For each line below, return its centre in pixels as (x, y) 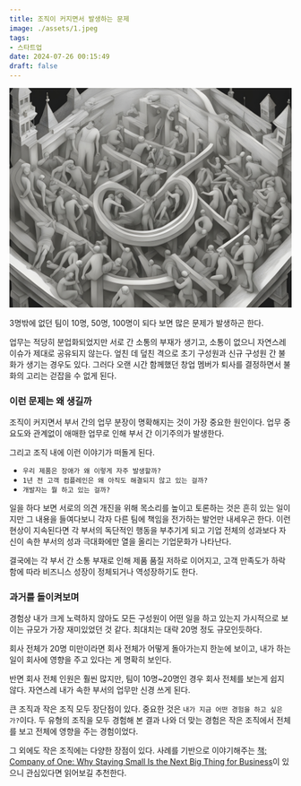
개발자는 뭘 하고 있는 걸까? (66, 490)
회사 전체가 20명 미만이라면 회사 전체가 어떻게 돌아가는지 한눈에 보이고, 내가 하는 (150, 649)
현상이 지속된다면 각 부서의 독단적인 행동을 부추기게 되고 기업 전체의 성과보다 (143, 531)
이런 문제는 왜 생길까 (51, 401)
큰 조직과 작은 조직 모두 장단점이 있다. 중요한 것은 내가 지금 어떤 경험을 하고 (138, 709)
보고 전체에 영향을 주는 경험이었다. (78, 731)
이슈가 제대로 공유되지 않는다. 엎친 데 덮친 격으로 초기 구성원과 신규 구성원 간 (143, 353)
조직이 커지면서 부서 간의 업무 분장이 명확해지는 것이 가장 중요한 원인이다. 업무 (146, 422)
